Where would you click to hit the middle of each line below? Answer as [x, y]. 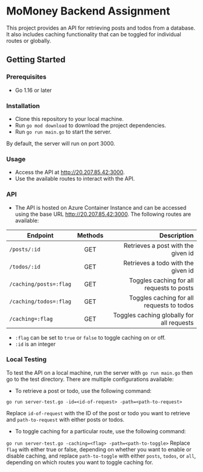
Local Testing [27, 360]
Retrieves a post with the [159, 245]
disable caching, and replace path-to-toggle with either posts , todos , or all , [101, 456]
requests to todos [169, 305]
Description [176, 235]
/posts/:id [25, 249]
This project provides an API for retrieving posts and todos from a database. [101, 28]
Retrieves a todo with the [158, 263]
